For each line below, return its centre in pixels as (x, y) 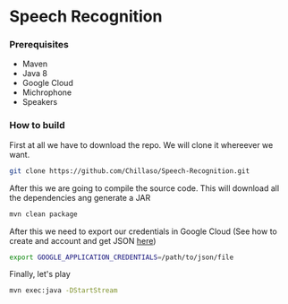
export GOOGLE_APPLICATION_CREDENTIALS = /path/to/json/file (122, 257)
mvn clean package (43, 214)
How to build (37, 126)
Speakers (40, 102)
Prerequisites (39, 45)
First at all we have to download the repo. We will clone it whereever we (141, 144)
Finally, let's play (40, 274)
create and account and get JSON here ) (83, 240)
